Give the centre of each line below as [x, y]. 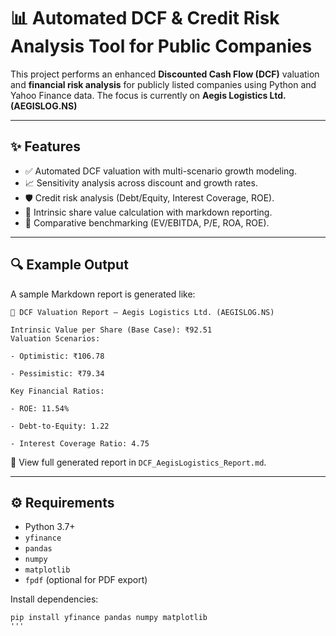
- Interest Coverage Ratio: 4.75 [80, 443]
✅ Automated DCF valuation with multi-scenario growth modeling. [160, 171]
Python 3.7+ [50, 527]
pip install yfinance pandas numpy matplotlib [109, 618]
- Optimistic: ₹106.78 [57, 356]
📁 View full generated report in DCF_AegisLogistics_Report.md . [138, 462]
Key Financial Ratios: [57, 391]
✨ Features [45, 146]
